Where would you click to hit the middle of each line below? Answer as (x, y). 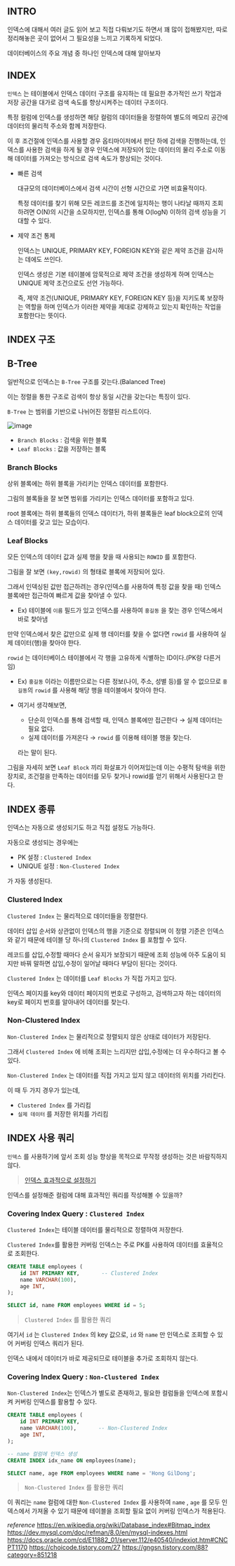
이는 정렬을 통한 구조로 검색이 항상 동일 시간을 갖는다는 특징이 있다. (99, 397)
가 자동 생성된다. (30, 881)
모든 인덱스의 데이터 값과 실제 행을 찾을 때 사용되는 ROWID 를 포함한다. (102, 557)
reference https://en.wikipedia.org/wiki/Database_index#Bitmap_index (109, 1525)
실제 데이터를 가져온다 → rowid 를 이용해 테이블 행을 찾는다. (109, 738)
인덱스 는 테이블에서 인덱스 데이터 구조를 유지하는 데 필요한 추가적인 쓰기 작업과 (115, 93)
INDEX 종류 (31, 809)
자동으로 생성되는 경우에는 (43, 842)
